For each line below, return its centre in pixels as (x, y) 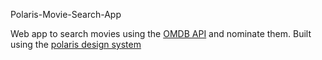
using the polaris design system (76, 44)
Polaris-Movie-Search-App (66, 14)
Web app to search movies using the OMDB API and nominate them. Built (161, 33)
